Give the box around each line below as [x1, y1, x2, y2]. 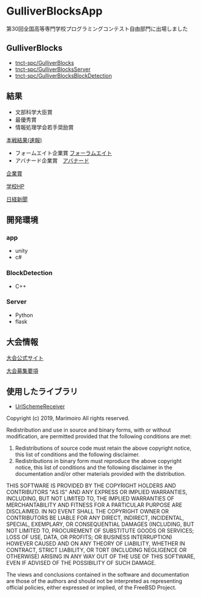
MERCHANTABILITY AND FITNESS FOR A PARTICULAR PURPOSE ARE [6, 501, 183, 509]
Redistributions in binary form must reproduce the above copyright [15, 458, 182, 465]
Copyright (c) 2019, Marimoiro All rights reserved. [6, 415, 130, 422]
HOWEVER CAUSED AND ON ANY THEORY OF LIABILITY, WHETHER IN [6, 540, 186, 547]
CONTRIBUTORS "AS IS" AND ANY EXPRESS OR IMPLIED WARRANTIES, [6, 489, 188, 496]
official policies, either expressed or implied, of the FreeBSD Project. [6, 584, 177, 592]
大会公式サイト [6, 354, 44, 361]
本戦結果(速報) [6, 136, 42, 144]
